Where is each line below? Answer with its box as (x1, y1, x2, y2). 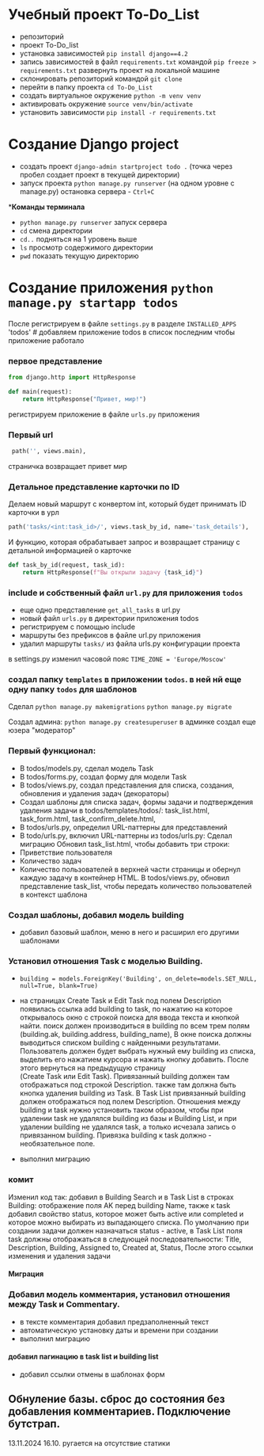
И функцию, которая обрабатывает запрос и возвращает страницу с (8, 537, 241, 547)
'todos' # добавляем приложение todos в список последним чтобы (8, 327, 236, 337)
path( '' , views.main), (11, 448, 87, 455)
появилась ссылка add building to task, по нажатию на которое (19, 1004, 233, 1014)
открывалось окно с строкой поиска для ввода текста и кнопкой (19, 1012, 239, 1023)
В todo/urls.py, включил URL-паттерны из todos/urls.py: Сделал (19, 830, 233, 840)
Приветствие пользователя (19, 848, 113, 857)
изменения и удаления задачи (8, 1251, 111, 1260)
